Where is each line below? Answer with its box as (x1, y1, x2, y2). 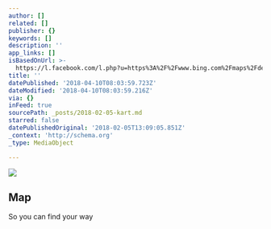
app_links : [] (8, 49, 56, 57)
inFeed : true (8, 101, 52, 109)
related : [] (8, 19, 48, 27)
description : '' (8, 42, 63, 50)
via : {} (8, 94, 35, 102)
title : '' (8, 72, 42, 80)
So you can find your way (8, 212, 94, 222)
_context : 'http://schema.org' (8, 131, 114, 139)
